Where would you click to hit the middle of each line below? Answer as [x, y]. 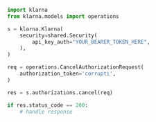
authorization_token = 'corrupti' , [68, 73]
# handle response [46, 112]
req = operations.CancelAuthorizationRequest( [76, 67]
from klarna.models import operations [63, 16]
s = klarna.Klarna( [35, 29]
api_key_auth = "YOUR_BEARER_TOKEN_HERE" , [91, 42]
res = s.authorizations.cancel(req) [60, 93]
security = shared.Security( [59, 35]
